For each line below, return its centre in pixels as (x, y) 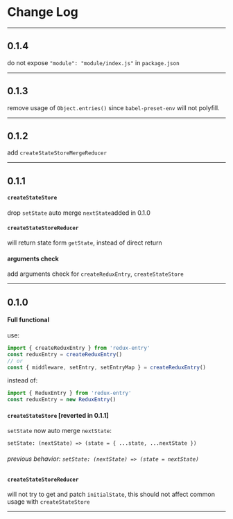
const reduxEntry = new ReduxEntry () (62, 400)
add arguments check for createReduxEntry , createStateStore (95, 274)
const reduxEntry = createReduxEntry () (65, 354)
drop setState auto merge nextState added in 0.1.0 (79, 213)
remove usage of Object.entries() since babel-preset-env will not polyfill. (113, 107)
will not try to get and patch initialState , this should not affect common (111, 494)
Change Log (43, 12)
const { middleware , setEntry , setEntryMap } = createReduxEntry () (107, 367)
